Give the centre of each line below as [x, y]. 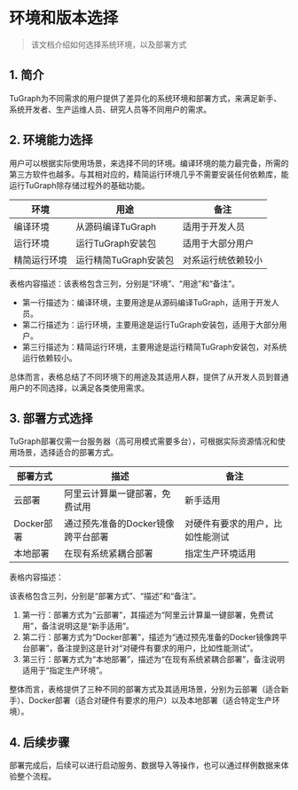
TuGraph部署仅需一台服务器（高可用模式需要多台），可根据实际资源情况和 [143, 441]
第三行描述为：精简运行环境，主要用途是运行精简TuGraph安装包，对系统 [154, 346]
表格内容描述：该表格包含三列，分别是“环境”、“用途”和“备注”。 [124, 283]
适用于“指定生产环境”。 [65, 670]
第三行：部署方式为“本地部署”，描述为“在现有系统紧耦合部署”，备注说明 [153, 660]
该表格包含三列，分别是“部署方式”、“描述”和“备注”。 [105, 596]
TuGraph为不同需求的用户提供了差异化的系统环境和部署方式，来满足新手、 [145, 98]
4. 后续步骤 [39, 742]
